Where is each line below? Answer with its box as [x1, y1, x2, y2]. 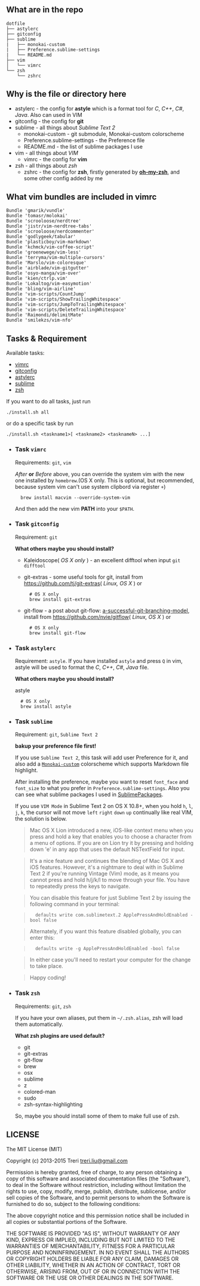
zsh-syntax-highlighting [23, 1100, 83, 1108]
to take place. [29, 963, 64, 970]
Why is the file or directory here [6, 89, 127, 99]
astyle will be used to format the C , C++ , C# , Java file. [14, 664, 149, 671]
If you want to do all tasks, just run [6, 398, 91, 405]
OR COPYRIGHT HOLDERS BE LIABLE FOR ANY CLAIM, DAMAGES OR [6, 1255, 179, 1262]
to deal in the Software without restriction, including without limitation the [6, 1181, 186, 1188]
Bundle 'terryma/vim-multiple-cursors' [6, 255, 106, 261]
